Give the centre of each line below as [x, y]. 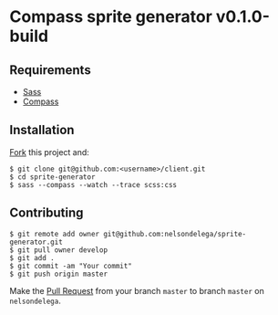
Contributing [46, 213]
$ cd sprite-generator [52, 177]
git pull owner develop [62, 250]
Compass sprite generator [111, 17]
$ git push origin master [58, 274]
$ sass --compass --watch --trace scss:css [93, 184]
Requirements [50, 70]
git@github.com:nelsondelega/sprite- [175, 234]
